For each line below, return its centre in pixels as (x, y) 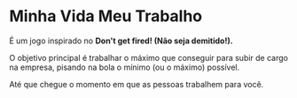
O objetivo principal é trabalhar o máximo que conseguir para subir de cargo (148, 57)
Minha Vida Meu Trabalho (106, 16)
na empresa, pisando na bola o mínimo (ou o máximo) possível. (125, 67)
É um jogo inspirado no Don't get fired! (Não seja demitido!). (121, 41)
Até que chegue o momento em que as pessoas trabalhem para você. (137, 84)
